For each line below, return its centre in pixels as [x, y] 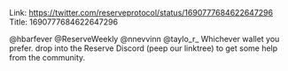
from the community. [47, 57]
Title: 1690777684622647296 [63, 22]
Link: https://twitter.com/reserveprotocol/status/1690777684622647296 [141, 13]
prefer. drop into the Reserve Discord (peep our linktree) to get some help [144, 48]
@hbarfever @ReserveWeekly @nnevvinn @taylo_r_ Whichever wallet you [144, 39]
